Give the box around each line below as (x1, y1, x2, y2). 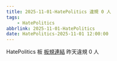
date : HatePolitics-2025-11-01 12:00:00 (6, 31, 109, 37)
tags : (6, 14, 20, 20)
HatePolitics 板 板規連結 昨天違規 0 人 (6, 48, 99, 56)
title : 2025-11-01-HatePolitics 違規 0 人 (6, 8, 112, 15)
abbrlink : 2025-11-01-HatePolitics (6, 25, 95, 32)
